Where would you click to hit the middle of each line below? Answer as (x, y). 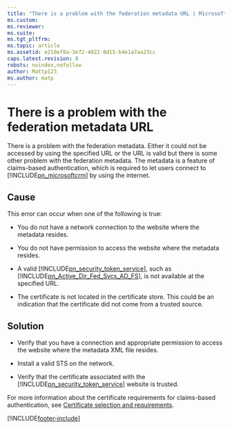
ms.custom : (23, 20)
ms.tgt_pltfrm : (29, 39)
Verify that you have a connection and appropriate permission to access (120, 343)
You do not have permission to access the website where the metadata (118, 248)
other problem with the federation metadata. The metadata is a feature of (111, 161)
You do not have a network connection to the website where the (108, 227)
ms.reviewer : (26, 26)
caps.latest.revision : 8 (43, 59)
